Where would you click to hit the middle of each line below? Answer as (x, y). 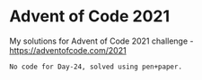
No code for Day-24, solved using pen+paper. (96, 67)
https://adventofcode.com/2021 (68, 50)
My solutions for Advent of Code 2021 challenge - (101, 41)
